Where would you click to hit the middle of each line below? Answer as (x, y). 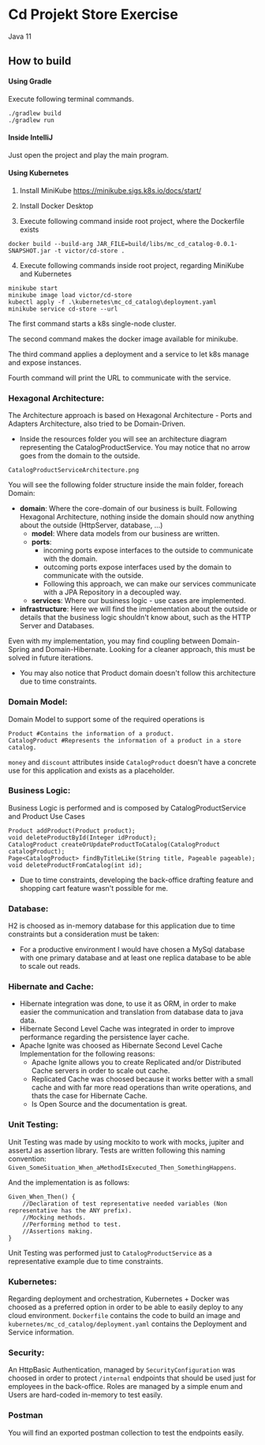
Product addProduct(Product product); (72, 831)
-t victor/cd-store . (90, 251)
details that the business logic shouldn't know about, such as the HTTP (135, 617)
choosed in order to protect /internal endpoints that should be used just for (132, 1378)
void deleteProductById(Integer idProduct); (82, 837)
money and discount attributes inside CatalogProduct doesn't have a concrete (132, 762)
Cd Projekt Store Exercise (93, 15)
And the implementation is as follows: (69, 1182)
